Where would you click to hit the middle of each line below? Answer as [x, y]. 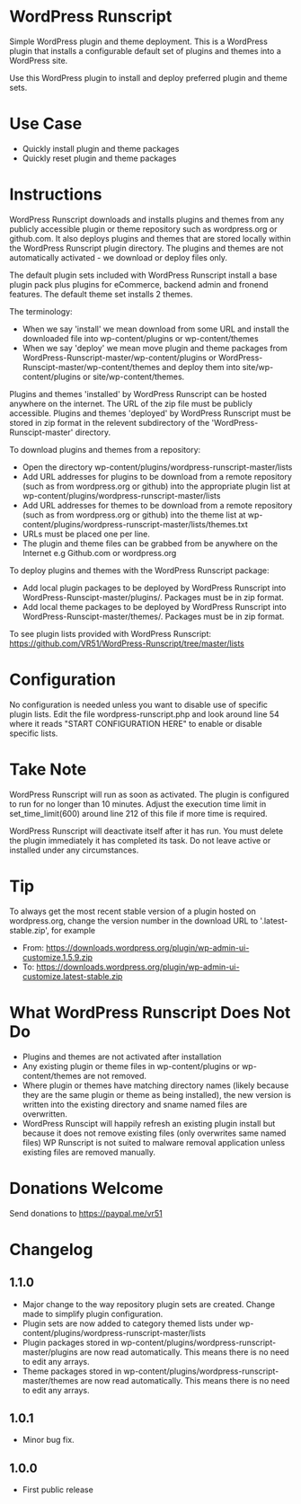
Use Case [46, 124]
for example [73, 930]
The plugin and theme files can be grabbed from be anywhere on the [150, 543]
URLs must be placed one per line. [86, 534]
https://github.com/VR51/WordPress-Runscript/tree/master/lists [127, 643]
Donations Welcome [86, 1188]
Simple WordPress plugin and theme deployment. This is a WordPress [138, 41]
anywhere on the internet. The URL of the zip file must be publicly [131, 403]
